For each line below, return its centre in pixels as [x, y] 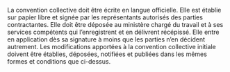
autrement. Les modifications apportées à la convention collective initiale [112, 47]
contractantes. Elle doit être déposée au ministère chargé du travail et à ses [115, 25]
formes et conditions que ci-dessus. [59, 61]
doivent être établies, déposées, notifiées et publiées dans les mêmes [107, 54]
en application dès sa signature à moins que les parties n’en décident [106, 39]
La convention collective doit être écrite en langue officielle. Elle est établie [114, 10]
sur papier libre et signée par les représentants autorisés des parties [105, 17]
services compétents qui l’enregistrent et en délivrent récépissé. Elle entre [113, 32]
